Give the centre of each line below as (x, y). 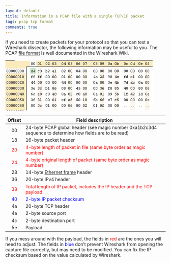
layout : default (22, 11)
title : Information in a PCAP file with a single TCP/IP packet (75, 16)
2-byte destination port (50, 221)
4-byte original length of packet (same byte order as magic (88, 160)
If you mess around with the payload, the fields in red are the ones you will (83, 239)
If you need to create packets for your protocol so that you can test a (77, 42)
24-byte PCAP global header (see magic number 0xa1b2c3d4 (91, 127)
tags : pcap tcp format (29, 21)
